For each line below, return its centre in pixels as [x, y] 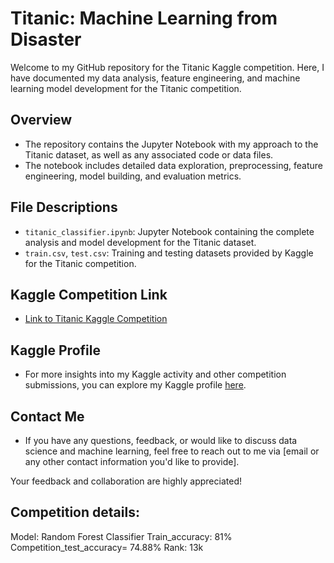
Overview [41, 120]
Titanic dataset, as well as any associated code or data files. [149, 154]
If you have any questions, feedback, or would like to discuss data [161, 440]
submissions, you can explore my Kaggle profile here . [135, 385]
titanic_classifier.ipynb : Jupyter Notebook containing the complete [169, 231]
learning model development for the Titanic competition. [126, 88]
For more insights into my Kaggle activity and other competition [155, 374]
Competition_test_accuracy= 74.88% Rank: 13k [107, 547]
